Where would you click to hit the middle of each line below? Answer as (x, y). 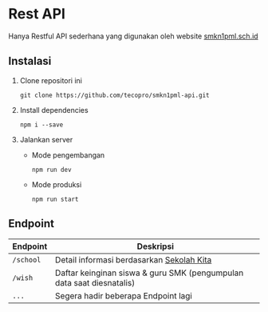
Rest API (37, 14)
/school (27, 260)
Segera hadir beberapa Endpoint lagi (124, 295)
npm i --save (41, 125)
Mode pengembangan (68, 155)
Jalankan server (46, 139)
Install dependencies (54, 110)
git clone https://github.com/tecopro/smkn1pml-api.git (114, 95)
